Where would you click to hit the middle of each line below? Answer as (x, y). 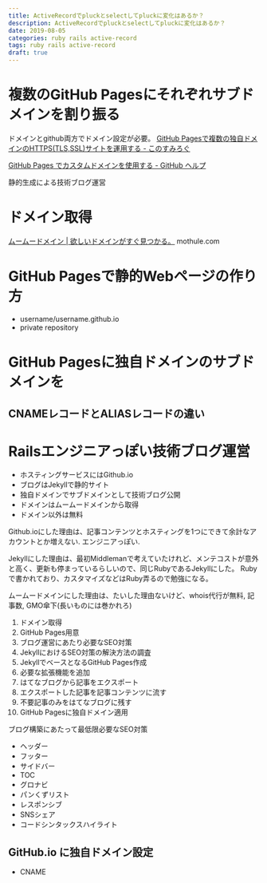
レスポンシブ (41, 805)
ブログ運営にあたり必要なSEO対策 (76, 643)
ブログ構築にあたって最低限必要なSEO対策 (78, 729)
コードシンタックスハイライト (69, 825)
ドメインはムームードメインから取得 (79, 505)
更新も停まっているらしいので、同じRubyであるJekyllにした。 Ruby (146, 568)
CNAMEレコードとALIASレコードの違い (107, 414)
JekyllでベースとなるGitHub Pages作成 (83, 663)
